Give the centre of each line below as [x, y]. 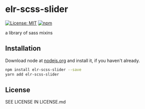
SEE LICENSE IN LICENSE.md [35, 102]
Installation [23, 48]
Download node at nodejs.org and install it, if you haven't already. [72, 60]
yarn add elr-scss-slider [32, 74]
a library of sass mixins [29, 32]
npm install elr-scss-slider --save [43, 69]
